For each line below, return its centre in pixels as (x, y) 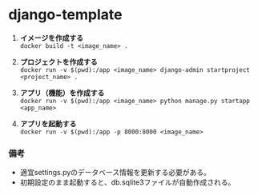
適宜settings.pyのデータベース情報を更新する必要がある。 (115, 173)
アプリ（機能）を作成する (62, 93)
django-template (65, 15)
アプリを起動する (48, 123)
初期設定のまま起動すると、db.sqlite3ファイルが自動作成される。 (127, 182)
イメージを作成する (52, 38)
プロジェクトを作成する (58, 62)
